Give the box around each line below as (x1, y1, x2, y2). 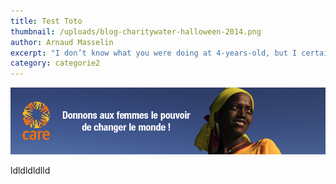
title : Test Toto (10, 16, 83, 26)
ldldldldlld (10, 165, 51, 177)
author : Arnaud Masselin (10, 37, 114, 47)
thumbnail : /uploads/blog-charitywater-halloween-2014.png (10, 26, 262, 37)
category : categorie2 (10, 58, 101, 69)
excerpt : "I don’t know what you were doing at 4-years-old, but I (10, 48, 298, 58)
